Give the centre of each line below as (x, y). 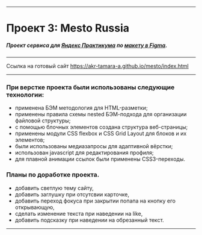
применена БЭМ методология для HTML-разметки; (81, 108)
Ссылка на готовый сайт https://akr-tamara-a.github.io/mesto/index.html (97, 66)
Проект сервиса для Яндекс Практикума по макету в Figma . (87, 45)
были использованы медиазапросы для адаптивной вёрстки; (94, 146)
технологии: (25, 95)
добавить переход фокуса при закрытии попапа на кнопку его (95, 201)
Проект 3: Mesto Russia (68, 28)
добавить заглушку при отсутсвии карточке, (72, 194)
